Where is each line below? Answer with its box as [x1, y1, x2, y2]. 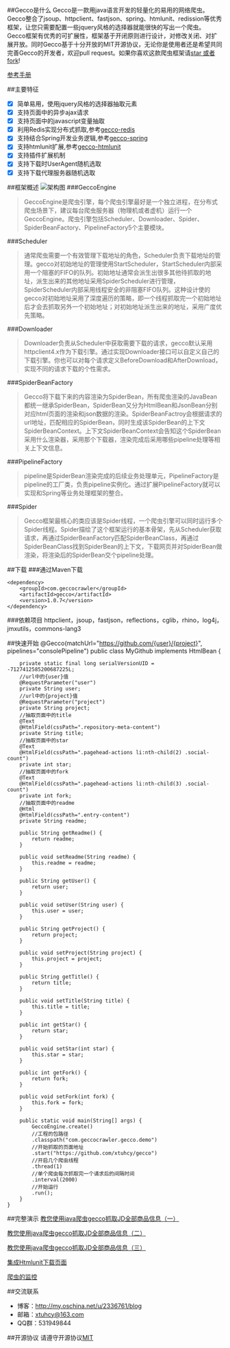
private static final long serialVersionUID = [19, 660, 155, 666]
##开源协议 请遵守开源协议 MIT [7, 1333, 94, 1341]
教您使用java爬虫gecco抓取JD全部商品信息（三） [7, 1243, 146, 1251]
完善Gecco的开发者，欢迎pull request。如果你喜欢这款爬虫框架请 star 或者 [7, 49, 216, 57]
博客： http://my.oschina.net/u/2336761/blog [16, 1301, 142, 1310]
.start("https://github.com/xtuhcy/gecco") [31, 1149, 157, 1156]
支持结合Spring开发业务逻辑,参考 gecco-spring [16, 134, 149, 142]
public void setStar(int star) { [19, 1045, 115, 1052]
